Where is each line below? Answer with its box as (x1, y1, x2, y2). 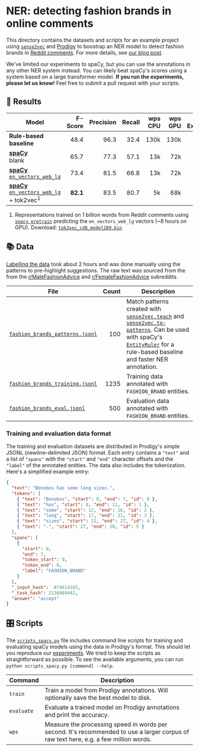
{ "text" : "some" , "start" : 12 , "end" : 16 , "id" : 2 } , (17, 507, 155, 513)
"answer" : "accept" (11, 595, 60, 601)
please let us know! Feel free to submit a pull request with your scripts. (6, 79, 181, 87)
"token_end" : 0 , (21, 562, 62, 568)
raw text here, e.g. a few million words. (44, 735, 152, 743)
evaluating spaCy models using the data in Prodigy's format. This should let (6, 643, 191, 651)
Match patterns (126, 297, 169, 305)
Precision (89, 118, 117, 126)
